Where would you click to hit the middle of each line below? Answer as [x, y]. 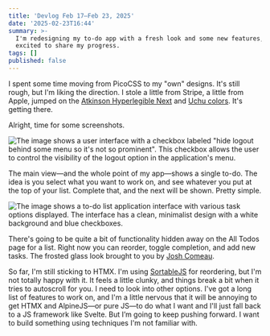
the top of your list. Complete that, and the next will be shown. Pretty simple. [135, 190]
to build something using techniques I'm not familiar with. [103, 322]
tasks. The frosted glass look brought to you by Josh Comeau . [111, 255]
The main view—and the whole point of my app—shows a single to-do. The [133, 173]
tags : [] [23, 53]
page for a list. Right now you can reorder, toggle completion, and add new [132, 247]
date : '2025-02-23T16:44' [51, 23]
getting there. [31, 109]
